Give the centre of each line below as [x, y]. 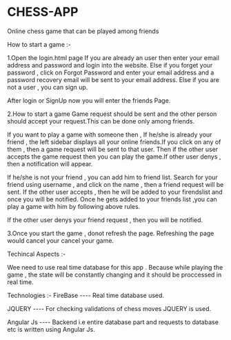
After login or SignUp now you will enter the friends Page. [89, 100]
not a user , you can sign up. [48, 87]
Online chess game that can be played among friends [83, 31]
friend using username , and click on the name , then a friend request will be [115, 184]
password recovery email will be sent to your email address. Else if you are [113, 79]
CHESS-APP [43, 12]
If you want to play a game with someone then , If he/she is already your [110, 134]
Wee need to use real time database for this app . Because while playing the [115, 267]
